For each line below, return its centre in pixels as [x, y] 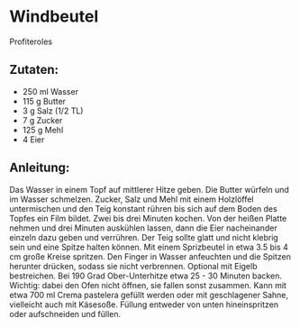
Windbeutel [54, 17]
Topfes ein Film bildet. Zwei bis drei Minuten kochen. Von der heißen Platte [148, 218]
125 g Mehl [43, 130]
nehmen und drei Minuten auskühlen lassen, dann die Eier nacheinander [143, 228]
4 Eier [33, 139]
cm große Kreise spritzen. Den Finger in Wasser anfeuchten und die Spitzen [150, 256]
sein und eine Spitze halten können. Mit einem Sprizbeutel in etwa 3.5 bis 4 [149, 247]
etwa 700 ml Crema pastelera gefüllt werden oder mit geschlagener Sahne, [149, 295]
